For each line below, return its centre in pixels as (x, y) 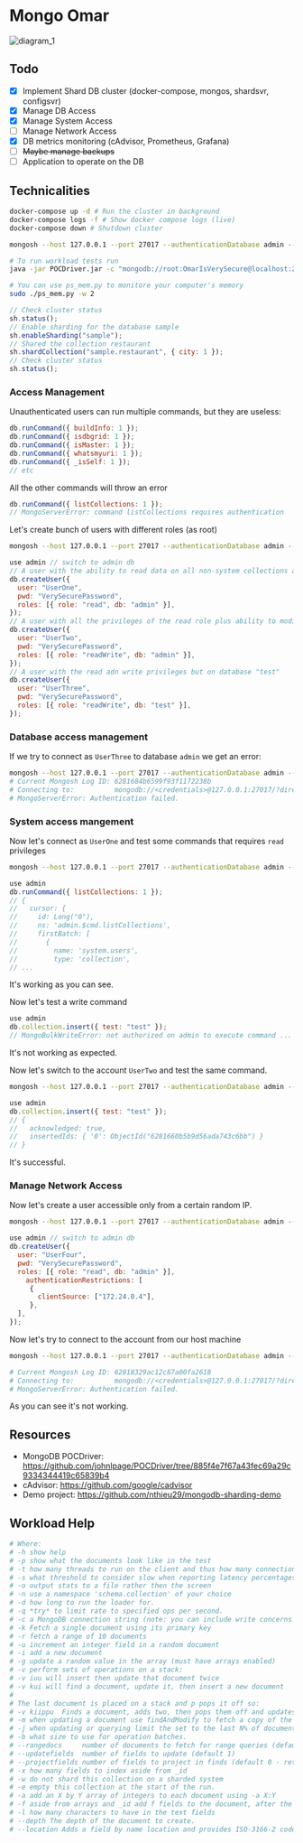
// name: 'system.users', (74, 950)
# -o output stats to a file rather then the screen (110, 1586)
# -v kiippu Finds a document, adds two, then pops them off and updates (153, 1712)
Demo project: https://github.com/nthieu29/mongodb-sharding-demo (151, 1494)
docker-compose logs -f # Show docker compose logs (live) (123, 219)
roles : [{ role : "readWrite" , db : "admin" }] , (106, 655)
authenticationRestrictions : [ (84, 1280)
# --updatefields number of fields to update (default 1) (123, 1754)
